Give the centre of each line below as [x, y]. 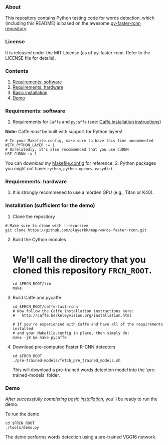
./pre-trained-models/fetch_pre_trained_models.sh [66, 360]
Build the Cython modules [39, 239]
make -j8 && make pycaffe [39, 338]
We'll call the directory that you [79, 259]
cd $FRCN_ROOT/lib [32, 284]
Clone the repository [34, 216]
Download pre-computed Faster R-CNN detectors [64, 347]
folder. [53, 375]
